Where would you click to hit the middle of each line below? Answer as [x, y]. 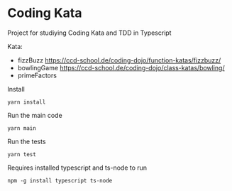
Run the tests [27, 141]
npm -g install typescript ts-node [60, 180]
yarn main [22, 128]
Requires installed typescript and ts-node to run [77, 168]
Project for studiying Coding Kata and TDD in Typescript [89, 33]
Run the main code [35, 115]
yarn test [22, 154]
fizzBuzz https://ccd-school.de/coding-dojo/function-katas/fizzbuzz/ [119, 60]
